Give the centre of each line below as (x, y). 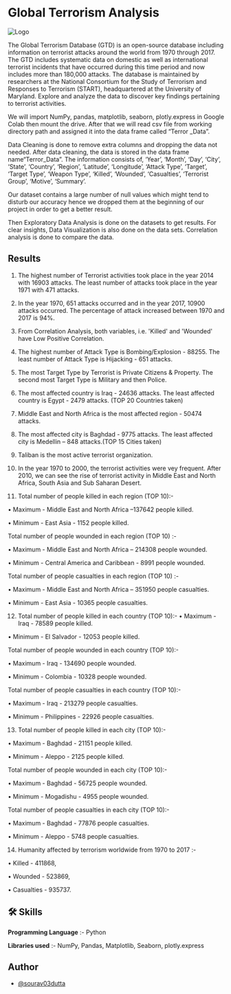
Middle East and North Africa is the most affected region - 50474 (110, 413)
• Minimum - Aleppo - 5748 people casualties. (74, 836)
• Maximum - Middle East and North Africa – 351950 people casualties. (108, 589)
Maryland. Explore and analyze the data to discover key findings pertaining (114, 96)
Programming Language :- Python (57, 932)
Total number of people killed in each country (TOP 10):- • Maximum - (117, 616)
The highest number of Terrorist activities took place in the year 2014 (115, 275)
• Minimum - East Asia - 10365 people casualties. (78, 602)
